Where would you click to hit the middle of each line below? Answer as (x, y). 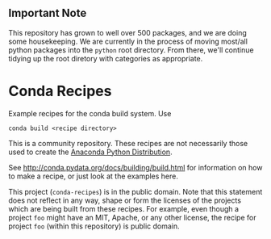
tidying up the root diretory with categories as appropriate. (106, 58)
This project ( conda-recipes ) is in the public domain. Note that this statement (135, 191)
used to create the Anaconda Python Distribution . (90, 152)
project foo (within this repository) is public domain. (94, 226)
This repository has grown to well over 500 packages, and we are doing (128, 32)
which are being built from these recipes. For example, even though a (124, 208)
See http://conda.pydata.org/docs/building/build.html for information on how (135, 167)
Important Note (48, 13)
